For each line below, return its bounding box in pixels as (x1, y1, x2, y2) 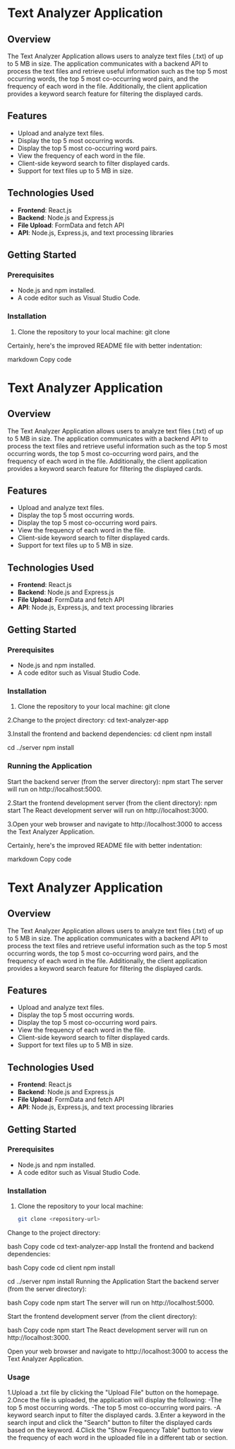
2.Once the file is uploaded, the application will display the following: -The (7, 1396, 222, 1404)
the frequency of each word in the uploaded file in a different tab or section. (7, 1433, 228, 1442)
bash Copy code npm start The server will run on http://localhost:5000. (7, 1298, 215, 1307)
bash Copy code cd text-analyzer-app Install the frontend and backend (7, 1242, 215, 1251)
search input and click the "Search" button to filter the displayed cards (7, 1419, 212, 1427)
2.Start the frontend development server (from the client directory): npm (7, 798, 217, 807)
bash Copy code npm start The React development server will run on (7, 1326, 208, 1334)
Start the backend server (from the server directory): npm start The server (7, 777, 224, 785)
